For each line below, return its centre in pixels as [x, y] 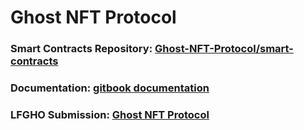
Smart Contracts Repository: [81, 49]
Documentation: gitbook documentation [110, 88]
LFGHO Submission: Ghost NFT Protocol [110, 114]
